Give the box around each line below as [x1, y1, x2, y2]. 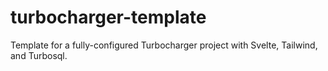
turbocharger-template [10, 6, 207, 29]
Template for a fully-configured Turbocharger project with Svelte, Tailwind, [10, 39, 318, 51]
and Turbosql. [10, 49, 68, 61]
